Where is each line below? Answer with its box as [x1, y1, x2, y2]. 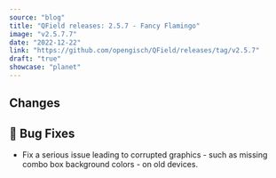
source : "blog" [9, 12, 66, 22]
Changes [9, 95, 60, 111]
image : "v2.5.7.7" [9, 29, 77, 38]
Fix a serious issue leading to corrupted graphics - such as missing [21, 150, 268, 160]
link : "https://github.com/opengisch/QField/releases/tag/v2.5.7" [9, 46, 260, 55]
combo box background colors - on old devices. [21, 159, 198, 170]
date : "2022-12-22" [9, 37, 82, 47]
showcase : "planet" [9, 63, 82, 72]
